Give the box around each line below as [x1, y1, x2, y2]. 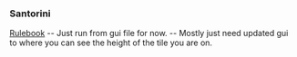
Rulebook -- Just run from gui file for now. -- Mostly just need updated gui [9, 28, 289, 39]
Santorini [9, 7, 52, 20]
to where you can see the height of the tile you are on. [9, 37, 212, 48]
